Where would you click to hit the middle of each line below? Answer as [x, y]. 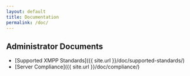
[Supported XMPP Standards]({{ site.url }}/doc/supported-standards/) [100, 61]
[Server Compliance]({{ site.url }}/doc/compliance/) [77, 67]
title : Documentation [33, 17]
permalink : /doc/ [27, 22]
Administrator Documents [55, 46]
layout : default [26, 11]
